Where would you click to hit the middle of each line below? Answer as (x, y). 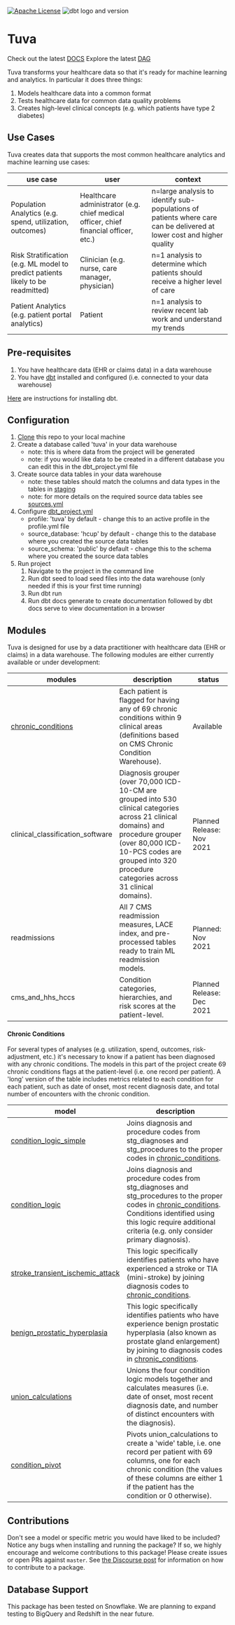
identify (164, 200)
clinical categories (149, 808)
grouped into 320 (148, 861)
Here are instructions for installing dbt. (63, 398)
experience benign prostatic (172, 1324)
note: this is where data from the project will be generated (111, 452)
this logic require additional (171, 1222)
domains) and (142, 825)
